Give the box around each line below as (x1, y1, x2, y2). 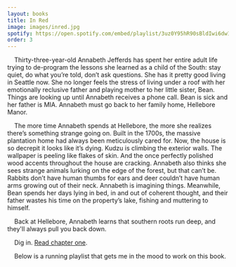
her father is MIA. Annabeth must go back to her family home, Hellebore (7, 100, 216, 109)
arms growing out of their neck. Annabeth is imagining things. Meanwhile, (7, 181, 221, 190)
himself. (7, 204, 30, 212)
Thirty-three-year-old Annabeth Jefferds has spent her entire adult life (13, 56, 218, 64)
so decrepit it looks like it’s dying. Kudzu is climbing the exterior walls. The (7, 144, 223, 152)
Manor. (7, 108, 28, 117)
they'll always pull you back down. (7, 225, 107, 233)
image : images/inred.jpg (7, 23, 80, 30)
